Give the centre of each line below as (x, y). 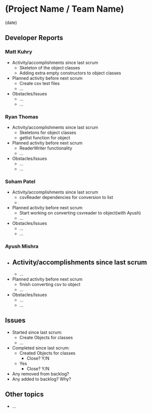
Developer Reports (34, 38)
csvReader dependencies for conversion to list (66, 197)
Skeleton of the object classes (50, 67)
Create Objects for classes (46, 337)
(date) (11, 22)
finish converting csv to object (50, 284)
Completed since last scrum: (41, 348)
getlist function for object (45, 137)
